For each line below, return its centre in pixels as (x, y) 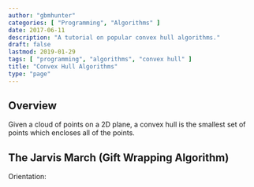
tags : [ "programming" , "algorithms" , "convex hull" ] (100, 60)
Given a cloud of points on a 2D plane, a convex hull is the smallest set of (127, 125)
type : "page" (30, 74)
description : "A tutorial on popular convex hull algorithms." (114, 37)
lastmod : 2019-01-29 (42, 52)
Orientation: (28, 177)
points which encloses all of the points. (72, 133)
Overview (33, 106)
